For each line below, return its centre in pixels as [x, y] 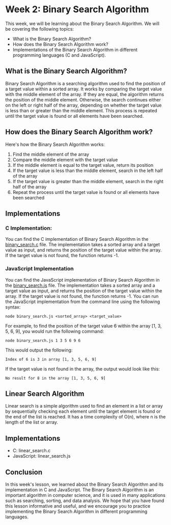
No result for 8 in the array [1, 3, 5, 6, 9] [55, 378]
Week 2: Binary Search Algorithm [77, 9]
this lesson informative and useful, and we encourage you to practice [78, 506]
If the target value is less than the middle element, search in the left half [88, 170]
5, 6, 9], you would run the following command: [55, 331]
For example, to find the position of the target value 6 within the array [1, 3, [83, 326]
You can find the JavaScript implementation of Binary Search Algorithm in [82, 280]
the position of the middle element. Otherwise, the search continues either [83, 99]
